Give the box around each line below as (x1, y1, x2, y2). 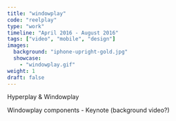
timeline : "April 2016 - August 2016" (7, 29, 119, 36)
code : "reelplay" (7, 16, 57, 23)
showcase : (13, 55, 41, 62)
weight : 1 (7, 67, 36, 74)
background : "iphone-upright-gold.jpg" (13, 49, 128, 56)
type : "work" (7, 23, 45, 30)
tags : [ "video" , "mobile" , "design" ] (7, 36, 116, 43)
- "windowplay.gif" (19, 61, 76, 68)
